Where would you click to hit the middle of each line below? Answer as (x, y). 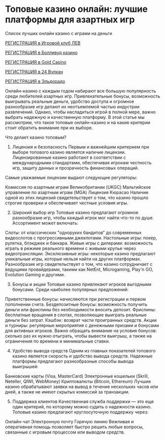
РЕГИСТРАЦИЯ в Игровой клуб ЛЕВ (43, 43)
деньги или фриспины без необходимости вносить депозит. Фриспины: (81, 309)
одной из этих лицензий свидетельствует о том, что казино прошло (77, 197)
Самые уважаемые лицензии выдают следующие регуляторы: (71, 177)
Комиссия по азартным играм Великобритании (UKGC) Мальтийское (78, 187)
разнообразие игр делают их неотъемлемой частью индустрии (72, 106)
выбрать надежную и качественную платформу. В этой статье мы (75, 117)
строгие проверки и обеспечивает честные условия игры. (67, 203)
